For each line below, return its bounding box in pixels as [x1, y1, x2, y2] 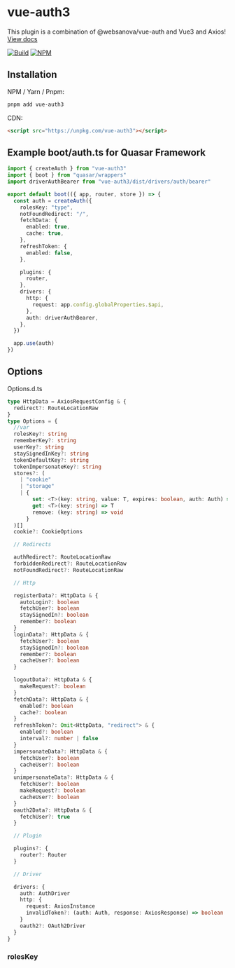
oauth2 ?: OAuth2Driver [20, 922, 86, 929]
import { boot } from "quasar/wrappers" [7, 172, 127, 179]
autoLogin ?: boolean [20, 599, 80, 606]
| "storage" [20, 483, 55, 490]
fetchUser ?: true [20, 813, 71, 820]
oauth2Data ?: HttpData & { [13, 807, 92, 814]
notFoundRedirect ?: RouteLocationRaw [13, 566, 124, 573]
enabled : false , [25, 250, 73, 257]
